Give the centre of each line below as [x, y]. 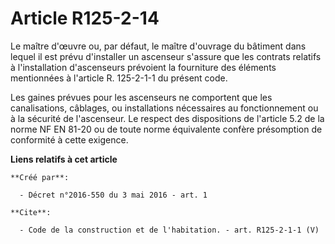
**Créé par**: [40, 177]
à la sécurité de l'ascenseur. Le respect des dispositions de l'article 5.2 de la [167, 118]
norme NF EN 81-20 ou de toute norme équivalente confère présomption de [166, 129]
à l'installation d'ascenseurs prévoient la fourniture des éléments [143, 67]
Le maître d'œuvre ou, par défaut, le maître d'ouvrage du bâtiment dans [158, 46]
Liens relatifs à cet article [64, 159]
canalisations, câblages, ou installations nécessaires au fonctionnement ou [164, 108]
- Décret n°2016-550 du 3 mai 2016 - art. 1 [113, 195]
